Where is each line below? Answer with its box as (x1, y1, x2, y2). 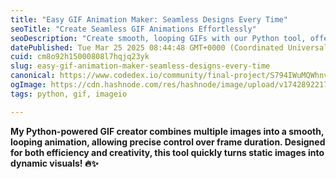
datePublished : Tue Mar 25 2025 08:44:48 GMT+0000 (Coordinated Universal (10, 42, 329, 53)
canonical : (10, 71, 56, 81)
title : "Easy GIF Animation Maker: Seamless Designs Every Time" (10, 14, 288, 25)
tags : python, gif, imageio (10, 89, 128, 99)
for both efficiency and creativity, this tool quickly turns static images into (10, 146, 325, 158)
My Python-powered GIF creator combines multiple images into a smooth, (10, 125, 325, 137)
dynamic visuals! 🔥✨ (10, 157, 99, 169)
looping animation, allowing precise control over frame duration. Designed (10, 136, 326, 148)
